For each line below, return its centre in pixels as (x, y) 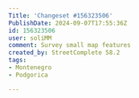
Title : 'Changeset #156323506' (61, 16)
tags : (17, 61)
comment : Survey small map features (69, 45)
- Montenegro (30, 68)
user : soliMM (30, 38)
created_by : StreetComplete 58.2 (64, 53)
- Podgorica (28, 75)
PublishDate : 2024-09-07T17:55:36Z (68, 23)
